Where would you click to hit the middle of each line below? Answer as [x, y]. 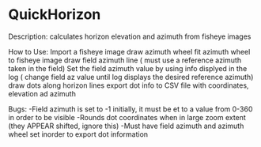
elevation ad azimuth [42, 93]
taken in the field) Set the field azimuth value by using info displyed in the [128, 68]
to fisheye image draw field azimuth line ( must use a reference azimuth [125, 60]
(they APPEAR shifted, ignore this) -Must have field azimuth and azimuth [126, 126]
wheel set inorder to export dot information [78, 134]
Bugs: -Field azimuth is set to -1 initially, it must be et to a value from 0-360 [130, 109]
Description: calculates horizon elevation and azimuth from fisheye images [130, 36]
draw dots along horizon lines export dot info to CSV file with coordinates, [129, 85]
